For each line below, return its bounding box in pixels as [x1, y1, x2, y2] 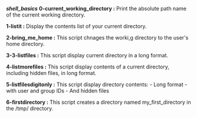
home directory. [6, 41, 45, 47]
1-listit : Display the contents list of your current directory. [6, 23, 147, 29]
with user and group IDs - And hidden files [6, 87, 109, 94]
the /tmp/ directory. [6, 105, 54, 112]
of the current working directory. [6, 11, 86, 18]
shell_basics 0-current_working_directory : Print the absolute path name [6, 5, 187, 12]
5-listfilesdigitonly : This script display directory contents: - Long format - [6, 81, 188, 88]
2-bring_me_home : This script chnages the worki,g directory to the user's [6, 34, 189, 41]
